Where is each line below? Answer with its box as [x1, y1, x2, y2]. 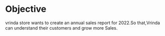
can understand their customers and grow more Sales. [5, 25, 118, 31]
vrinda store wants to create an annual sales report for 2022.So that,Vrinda [5, 20, 160, 26]
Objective [5, 3, 47, 15]
